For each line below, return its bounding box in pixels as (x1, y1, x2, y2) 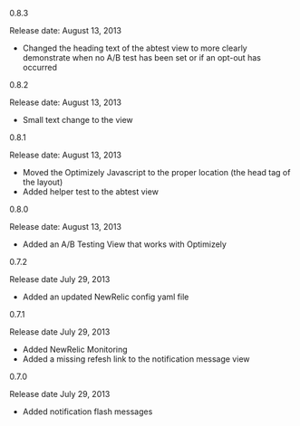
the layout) (22, 176, 63, 187)
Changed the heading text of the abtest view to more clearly (22, 43, 247, 53)
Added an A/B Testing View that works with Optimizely (22, 239, 227, 250)
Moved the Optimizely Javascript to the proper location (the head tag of (22, 167, 291, 177)
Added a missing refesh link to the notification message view (22, 354, 250, 364)
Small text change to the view (22, 115, 133, 125)
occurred (22, 62, 57, 72)
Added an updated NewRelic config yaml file (22, 291, 189, 302)
